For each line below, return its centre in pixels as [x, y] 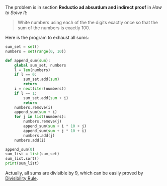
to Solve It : [16, 13]
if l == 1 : [26, 93]
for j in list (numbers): [40, 117]
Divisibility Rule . [22, 178]
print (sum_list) [22, 163]
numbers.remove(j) [43, 121]
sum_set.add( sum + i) [46, 98]
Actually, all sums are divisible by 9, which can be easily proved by [74, 173]
